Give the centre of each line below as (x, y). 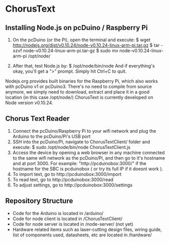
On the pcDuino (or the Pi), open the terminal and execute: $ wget (81, 40)
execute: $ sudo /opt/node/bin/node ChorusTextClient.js (72, 147)
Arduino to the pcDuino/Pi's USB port (52, 136)
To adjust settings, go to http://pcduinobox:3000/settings (73, 185)
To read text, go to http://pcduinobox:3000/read (63, 179)
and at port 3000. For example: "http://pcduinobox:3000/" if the (79, 163)
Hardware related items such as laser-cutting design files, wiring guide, (87, 229)
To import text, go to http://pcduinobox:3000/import (67, 174)
